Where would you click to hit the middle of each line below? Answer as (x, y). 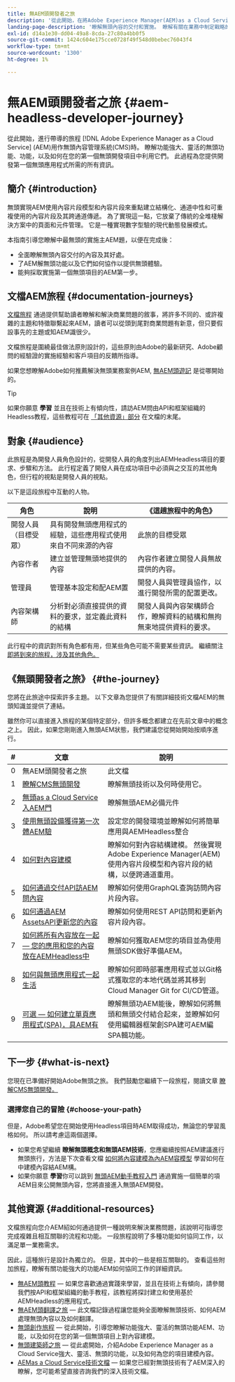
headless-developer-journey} (95, 118)
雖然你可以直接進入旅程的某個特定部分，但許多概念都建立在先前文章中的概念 (117, 720)
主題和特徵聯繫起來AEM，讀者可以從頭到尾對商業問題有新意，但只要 (118, 323)
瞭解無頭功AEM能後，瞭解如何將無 (164, 1003)
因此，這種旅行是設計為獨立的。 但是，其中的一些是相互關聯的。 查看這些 (113, 1259)
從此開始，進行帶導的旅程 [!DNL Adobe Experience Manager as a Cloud (111, 138)
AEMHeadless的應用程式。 (56, 1301)
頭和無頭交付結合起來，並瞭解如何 (164, 1014)
